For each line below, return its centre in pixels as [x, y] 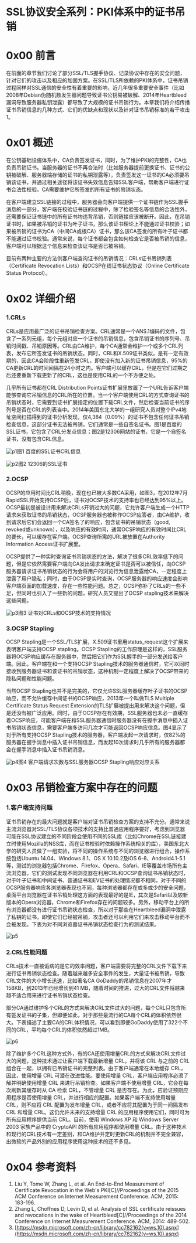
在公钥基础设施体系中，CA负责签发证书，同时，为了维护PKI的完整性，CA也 [97, 160]
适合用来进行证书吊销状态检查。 [55, 995]
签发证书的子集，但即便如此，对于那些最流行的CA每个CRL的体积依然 [94, 1015]
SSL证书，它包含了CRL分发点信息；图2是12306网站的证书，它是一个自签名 [96, 431]
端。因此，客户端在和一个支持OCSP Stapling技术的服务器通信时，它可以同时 [98, 664]
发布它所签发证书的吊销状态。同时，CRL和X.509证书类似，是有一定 [97, 353]
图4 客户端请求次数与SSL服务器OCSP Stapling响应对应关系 [89, 762]
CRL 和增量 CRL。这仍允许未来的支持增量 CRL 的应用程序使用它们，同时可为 [98, 1112]
